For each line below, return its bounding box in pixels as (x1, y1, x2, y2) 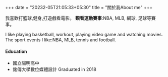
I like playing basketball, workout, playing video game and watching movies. (5, 32, 163, 37)
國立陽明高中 (12, 60, 39, 66)
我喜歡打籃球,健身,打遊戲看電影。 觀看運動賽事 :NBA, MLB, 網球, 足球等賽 (5, 15, 156, 21)
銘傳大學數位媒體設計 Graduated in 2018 (12, 66, 97, 72)
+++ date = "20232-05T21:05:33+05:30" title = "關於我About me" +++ (5, 5, 153, 10)
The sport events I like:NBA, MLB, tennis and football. (5, 37, 116, 43)
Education (5, 48, 27, 54)
